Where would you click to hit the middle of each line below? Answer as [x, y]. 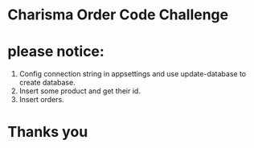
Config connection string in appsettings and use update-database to [133, 74]
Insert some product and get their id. [80, 91]
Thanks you [48, 132]
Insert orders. [42, 100]
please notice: [56, 52]
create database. [47, 83]
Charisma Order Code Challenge [118, 15]
